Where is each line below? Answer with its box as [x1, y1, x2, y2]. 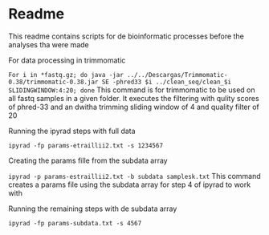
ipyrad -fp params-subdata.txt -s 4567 [8, 219, 142, 227]
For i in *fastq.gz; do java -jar [8, 71, 124, 79]
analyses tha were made [8, 39, 90, 49]
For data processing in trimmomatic [8, 55, 126, 65]
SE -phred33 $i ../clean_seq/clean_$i [101, 78, 231, 86]
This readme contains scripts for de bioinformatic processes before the [8, 31, 245, 41]
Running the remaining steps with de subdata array [8, 204, 177, 213]
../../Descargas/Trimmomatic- [127, 71, 228, 79]
